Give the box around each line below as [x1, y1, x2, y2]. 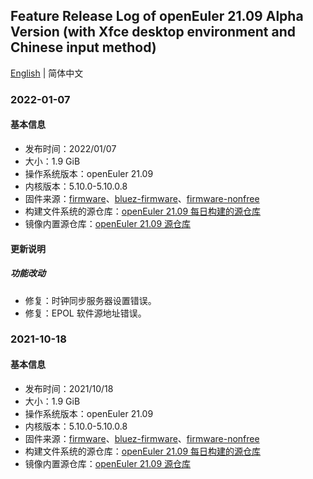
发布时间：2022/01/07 [24, 142, 117, 154]
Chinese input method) [10, 39, 157, 56]
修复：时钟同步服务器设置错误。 [24, 294, 157, 306]
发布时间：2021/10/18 [24, 382, 114, 394]
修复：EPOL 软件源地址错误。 [24, 307, 147, 319]
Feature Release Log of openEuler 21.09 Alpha [10, 8, 304, 25]
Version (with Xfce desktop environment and [10, 24, 297, 41]
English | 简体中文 [10, 67, 84, 79]
